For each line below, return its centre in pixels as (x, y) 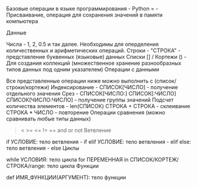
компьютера (22, 21)
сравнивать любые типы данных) (49, 119)
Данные (16, 33)
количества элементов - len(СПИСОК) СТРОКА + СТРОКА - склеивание (98, 106)
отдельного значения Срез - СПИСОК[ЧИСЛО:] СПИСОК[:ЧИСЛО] (91, 93)
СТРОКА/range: (26, 166)
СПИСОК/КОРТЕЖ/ (154, 159)
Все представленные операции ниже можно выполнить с (80, 81)
